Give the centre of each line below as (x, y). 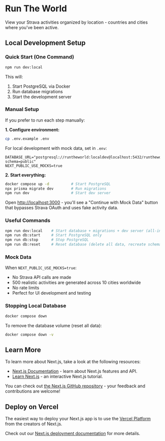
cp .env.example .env (27, 138)
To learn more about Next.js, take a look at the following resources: (73, 362)
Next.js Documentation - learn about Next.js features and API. (75, 371)
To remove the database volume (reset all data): (54, 325)
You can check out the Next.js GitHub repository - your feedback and (75, 386)
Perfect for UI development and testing (52, 293)
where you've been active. (32, 27)
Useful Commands (28, 221)
